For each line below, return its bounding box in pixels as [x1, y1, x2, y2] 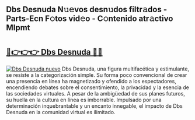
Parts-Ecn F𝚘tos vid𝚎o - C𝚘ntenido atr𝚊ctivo [6, 14, 173, 24]
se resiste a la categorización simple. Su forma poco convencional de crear [6, 72, 187, 78]
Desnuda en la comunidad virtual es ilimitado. [6, 109, 116, 115]
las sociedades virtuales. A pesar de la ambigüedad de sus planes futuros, [6, 90, 185, 97]
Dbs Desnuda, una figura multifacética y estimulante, [61, 65, 190, 72]
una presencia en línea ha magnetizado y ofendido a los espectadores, [6, 78, 176, 84]
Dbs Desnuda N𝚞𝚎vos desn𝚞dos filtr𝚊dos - [6, 5, 168, 15]
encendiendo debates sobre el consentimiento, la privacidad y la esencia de [6, 84, 190, 91]
